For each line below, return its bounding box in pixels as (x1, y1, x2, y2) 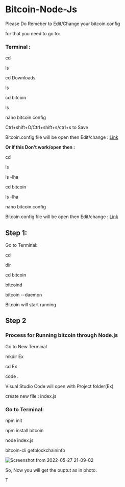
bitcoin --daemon (5, 292, 42, 298)
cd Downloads (5, 75, 36, 81)
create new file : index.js (5, 393, 57, 399)
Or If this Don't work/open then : (5, 144, 76, 151)
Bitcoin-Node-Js (5, 4, 78, 15)
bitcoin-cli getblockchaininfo (5, 447, 65, 454)
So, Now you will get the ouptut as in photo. (5, 467, 97, 473)
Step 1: (5, 228, 28, 237)
